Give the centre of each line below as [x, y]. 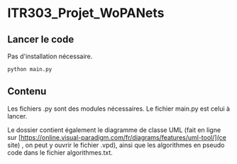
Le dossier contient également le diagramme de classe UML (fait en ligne [114, 130]
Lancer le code [41, 39]
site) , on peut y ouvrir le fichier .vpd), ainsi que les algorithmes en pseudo [116, 145]
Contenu [27, 91]
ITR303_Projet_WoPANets [86, 13]
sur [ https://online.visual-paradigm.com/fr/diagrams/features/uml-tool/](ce [117, 137]
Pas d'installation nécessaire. [50, 56]
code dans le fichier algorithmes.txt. [60, 152]
